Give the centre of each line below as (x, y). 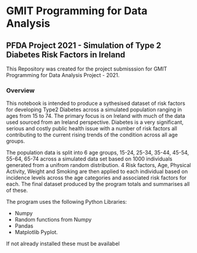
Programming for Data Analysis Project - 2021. (63, 75)
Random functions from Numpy (53, 220)
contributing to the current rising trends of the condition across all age (92, 135)
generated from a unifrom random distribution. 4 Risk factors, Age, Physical (99, 165)
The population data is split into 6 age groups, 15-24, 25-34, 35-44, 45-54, (98, 153)
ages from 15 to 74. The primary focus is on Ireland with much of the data (96, 116)
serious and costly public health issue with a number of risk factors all (92, 129)
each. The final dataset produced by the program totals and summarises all (98, 184)
